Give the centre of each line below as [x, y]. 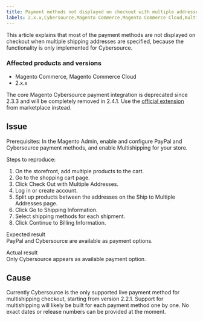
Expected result [26, 234]
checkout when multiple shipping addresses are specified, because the [95, 41]
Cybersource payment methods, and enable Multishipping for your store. [97, 147]
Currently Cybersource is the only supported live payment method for [93, 293]
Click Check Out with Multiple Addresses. [67, 184]
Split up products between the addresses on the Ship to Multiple [95, 197]
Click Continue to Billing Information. [60, 222]
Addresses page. [36, 203]
